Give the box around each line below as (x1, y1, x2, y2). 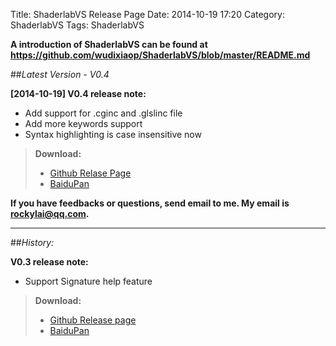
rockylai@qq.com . (10, 208, 90, 219)
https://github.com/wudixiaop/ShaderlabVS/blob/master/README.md (10, 49, 311, 61)
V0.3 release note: (10, 256, 89, 268)
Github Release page (49, 314, 137, 326)
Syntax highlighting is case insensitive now (24, 129, 202, 140)
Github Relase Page (49, 167, 132, 179)
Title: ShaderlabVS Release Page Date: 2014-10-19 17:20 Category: (10, 9, 285, 20)
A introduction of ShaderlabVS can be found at (10, 39, 208, 50)
